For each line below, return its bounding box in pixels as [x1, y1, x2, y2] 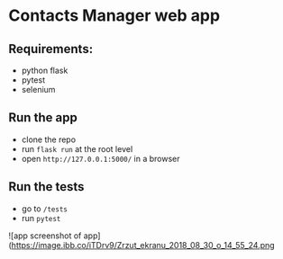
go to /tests [21, 203, 68, 214]
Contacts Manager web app [8, 5, 221, 26]
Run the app [8, 110, 78, 126]
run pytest [21, 212, 61, 223]
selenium [21, 85, 56, 94]
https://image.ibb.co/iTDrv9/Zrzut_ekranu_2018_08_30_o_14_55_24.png [11, 239, 276, 250]
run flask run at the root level [21, 143, 133, 154]
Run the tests [8, 179, 85, 194]
